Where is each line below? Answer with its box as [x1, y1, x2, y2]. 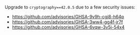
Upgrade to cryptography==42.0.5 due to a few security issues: [5, 4, 135, 10]
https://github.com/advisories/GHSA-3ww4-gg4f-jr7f [12, 19, 123, 25]
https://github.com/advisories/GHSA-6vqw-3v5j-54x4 [12, 24, 125, 30]
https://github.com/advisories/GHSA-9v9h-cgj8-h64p [12, 14, 124, 19]
